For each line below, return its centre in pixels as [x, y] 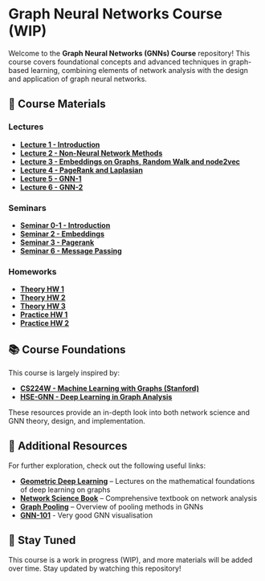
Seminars [27, 208]
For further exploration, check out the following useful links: [107, 465]
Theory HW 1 [42, 289]
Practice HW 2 [45, 323]
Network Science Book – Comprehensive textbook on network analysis [139, 498]
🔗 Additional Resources [68, 446]
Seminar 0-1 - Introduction [65, 225]
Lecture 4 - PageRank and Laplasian [81, 170]
